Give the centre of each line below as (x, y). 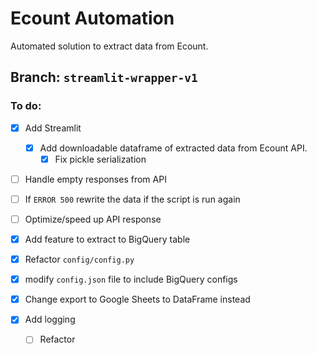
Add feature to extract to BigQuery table (107, 239)
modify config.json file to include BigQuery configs (131, 279)
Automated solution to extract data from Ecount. (109, 46)
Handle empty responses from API (95, 179)
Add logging (50, 319)
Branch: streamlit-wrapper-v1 (104, 77)
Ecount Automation (92, 18)
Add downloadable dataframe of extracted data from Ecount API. (173, 148)
